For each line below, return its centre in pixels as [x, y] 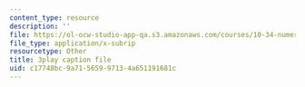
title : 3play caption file [60, 60]
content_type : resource [54, 18]
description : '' [40, 26]
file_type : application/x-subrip [73, 43]
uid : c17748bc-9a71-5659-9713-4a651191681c [93, 69]
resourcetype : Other [49, 52]
